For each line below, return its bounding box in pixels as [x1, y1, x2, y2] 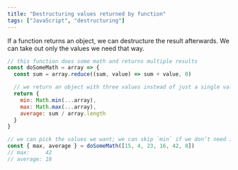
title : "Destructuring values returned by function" [7, 10, 166, 18]
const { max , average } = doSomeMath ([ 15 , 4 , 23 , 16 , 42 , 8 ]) [7, 142, 195, 149]
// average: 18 [7, 155, 52, 163]
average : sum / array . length [20, 110, 106, 117]
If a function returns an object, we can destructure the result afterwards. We [7, 36, 230, 45]
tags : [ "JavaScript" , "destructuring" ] [7, 17, 125, 24]
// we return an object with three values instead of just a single [13, 84, 220, 91]
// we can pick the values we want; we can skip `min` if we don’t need [7, 136, 227, 143]
